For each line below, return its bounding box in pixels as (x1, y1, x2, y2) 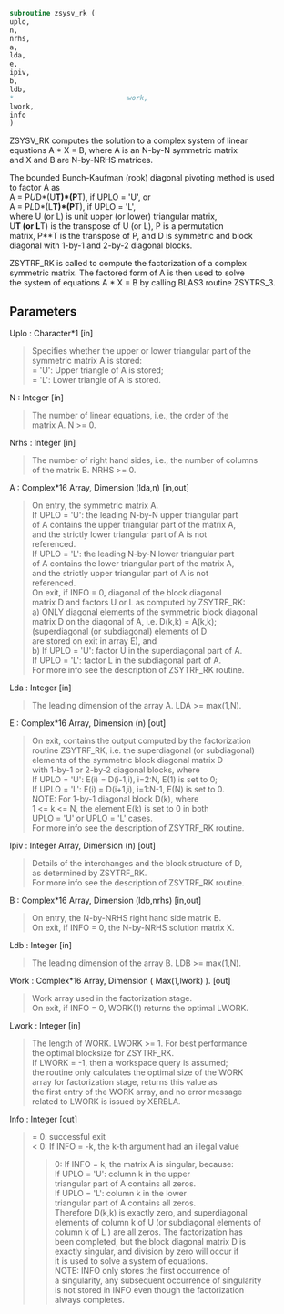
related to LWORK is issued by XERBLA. (31, 1096, 181, 1107)
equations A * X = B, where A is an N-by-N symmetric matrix (9, 145, 238, 156)
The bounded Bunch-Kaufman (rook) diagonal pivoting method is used (9, 172, 275, 183)
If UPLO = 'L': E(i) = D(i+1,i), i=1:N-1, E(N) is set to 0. (31, 784, 225, 795)
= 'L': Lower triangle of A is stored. (31, 375, 162, 386)
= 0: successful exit (31, 1132, 106, 1143)
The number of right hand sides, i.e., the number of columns (31, 455, 259, 466)
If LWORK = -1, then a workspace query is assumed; (31, 1058, 228, 1069)
